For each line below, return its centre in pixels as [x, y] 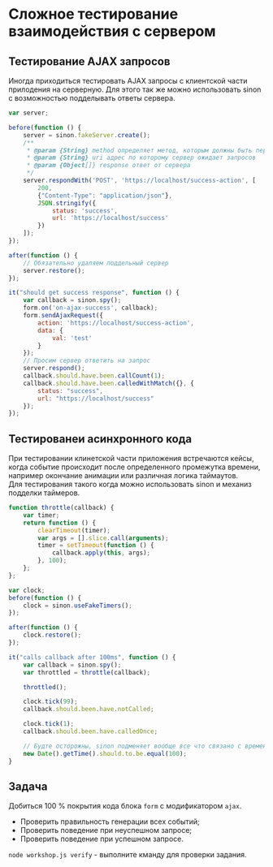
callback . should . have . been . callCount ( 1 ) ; [94, 376]
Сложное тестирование [93, 14]
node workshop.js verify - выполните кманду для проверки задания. [128, 855]
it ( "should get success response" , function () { [94, 293]
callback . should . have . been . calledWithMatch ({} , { [109, 383]
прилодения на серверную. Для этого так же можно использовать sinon [135, 89]
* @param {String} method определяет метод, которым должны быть [139, 150]
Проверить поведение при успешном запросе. [102, 839]
